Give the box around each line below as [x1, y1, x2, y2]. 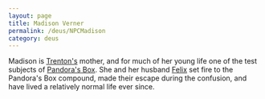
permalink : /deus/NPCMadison [8, 27, 106, 35]
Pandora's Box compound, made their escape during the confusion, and [8, 73, 247, 83]
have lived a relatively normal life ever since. [8, 82, 155, 92]
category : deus [8, 34, 59, 43]
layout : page [8, 11, 52, 20]
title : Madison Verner [8, 19, 84, 27]
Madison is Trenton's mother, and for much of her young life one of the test [8, 56, 258, 66]
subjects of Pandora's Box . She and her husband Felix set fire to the [8, 65, 234, 75]
